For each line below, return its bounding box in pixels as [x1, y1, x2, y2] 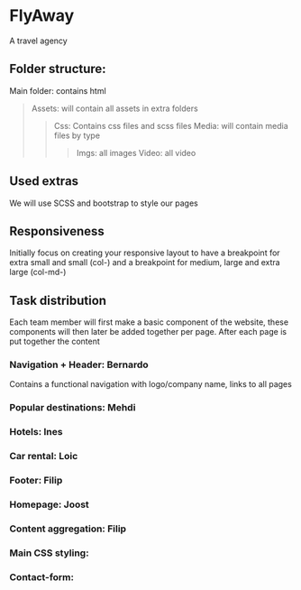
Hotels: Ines [9, 426, 63, 438]
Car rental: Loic [9, 450, 78, 463]
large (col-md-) [9, 267, 67, 278]
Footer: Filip [9, 475, 63, 487]
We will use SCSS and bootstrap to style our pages [9, 198, 198, 208]
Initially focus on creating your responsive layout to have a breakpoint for [9, 247, 281, 258]
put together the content [9, 336, 101, 347]
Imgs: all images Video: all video [76, 147, 196, 158]
